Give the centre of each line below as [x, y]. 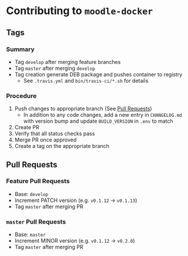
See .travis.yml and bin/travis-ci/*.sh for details [86, 80]
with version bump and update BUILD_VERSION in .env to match [98, 121]
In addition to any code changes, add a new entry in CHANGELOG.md [103, 115]
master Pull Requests [36, 221]
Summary [21, 49]
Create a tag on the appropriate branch [62, 146]
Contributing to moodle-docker [80, 11]
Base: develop [31, 194]
